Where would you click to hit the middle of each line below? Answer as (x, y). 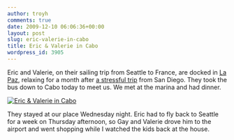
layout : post (26, 33)
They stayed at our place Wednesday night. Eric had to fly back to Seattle (113, 114)
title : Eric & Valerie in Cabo (53, 46)
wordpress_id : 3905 (36, 53)
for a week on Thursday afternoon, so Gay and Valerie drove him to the (109, 121)
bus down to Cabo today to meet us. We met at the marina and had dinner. (114, 87)
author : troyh (28, 14)
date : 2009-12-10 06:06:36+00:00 (56, 26)
